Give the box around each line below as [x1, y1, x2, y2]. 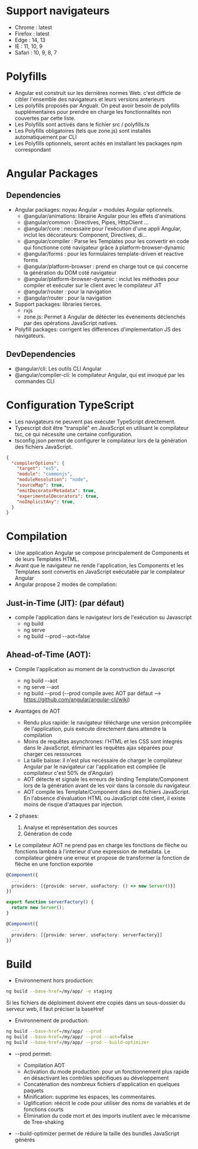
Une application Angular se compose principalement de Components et [14, 550, 189, 557]
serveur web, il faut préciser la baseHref [6, 1006, 105, 1013]
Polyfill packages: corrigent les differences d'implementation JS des [14, 325, 181, 333]
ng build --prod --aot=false [23, 633, 90, 640]
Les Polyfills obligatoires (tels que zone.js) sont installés [14, 127, 151, 134]
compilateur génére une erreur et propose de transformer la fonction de [14, 854, 190, 861]
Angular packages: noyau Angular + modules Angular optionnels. [14, 206, 174, 213]
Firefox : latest [14, 30, 50, 37]
